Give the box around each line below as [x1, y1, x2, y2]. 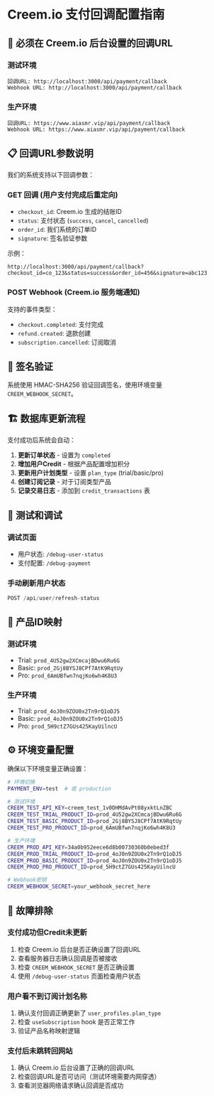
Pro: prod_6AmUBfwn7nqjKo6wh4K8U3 [17, 671, 118, 679]
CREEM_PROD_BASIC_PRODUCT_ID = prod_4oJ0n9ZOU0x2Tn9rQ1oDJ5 [7, 857, 182, 864]
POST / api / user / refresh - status [7, 595, 100, 602]
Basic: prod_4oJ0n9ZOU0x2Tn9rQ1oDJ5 [17, 714, 123, 723]
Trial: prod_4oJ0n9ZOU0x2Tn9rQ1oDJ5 [17, 707, 120, 715]
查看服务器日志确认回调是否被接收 [17, 954, 118, 962]
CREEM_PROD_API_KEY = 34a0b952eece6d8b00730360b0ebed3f [7, 844, 170, 851]
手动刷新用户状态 [7, 578, 66, 588]
